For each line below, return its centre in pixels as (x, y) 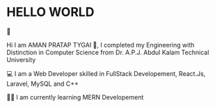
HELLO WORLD (50, 12)
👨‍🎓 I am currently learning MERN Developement (75, 97)
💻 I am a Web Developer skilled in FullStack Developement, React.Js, (106, 73)
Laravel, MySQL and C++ (43, 84)
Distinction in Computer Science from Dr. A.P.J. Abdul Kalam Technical (108, 52)
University (21, 59)
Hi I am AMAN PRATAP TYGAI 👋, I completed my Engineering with (101, 45)
